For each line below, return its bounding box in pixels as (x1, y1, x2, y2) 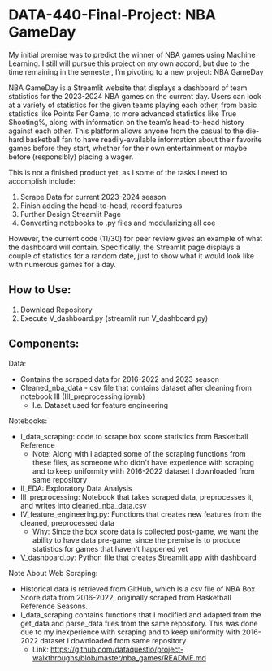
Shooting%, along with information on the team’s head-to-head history (8, 117, 245, 127)
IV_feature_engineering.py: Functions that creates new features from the (19, 509, 262, 519)
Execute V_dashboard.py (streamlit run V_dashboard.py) (19, 313, 209, 323)
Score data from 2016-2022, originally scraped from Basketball (19, 592, 231, 602)
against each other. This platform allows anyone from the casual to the (8, 126, 244, 136)
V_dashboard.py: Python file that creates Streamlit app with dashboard (19, 552, 257, 562)
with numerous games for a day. (8, 259, 116, 269)
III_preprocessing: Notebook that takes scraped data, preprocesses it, (19, 491, 254, 501)
